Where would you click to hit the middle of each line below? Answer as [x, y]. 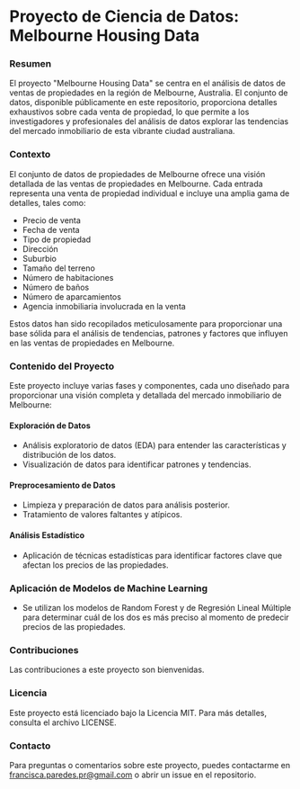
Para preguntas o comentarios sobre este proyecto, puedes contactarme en [150, 765]
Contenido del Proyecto [62, 366]
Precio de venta [51, 220]
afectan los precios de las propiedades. [95, 565]
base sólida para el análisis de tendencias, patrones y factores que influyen [149, 333]
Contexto [30, 155]
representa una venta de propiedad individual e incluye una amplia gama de [150, 193]
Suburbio [39, 258]
